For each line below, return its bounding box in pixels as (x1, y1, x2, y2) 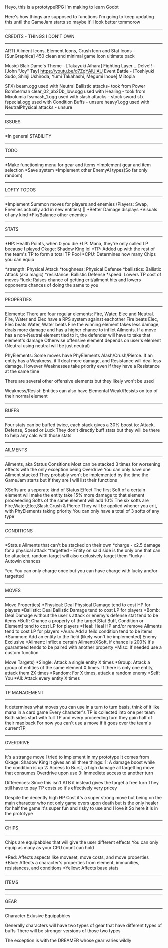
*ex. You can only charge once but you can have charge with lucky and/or (5, 568, 158, 574)
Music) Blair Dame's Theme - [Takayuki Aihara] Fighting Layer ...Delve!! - (5, 63, 156, 69)
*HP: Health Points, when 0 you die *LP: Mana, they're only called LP (5, 241, 148, 246)
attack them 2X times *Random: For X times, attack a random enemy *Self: (5, 670, 160, 676)
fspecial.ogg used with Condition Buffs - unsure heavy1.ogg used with (5, 99, 150, 105)
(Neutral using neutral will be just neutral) (5, 343, 90, 349)
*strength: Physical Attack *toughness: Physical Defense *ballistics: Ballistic (5, 266, 162, 272)
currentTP (5, 725, 26, 731)
